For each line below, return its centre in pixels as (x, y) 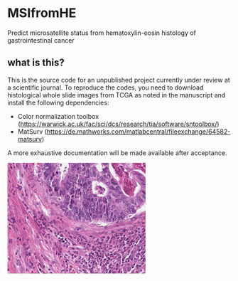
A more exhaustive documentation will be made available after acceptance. (117, 153)
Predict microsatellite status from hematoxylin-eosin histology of (102, 33)
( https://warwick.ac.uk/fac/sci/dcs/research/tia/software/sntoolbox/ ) (118, 124)
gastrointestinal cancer (41, 40)
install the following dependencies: (58, 102)
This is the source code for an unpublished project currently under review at (119, 80)
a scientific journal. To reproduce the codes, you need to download (106, 88)
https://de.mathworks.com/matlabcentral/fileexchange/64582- (139, 131)
